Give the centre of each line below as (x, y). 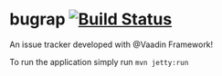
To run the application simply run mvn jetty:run (99, 62)
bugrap (37, 19)
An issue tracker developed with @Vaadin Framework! (111, 44)
